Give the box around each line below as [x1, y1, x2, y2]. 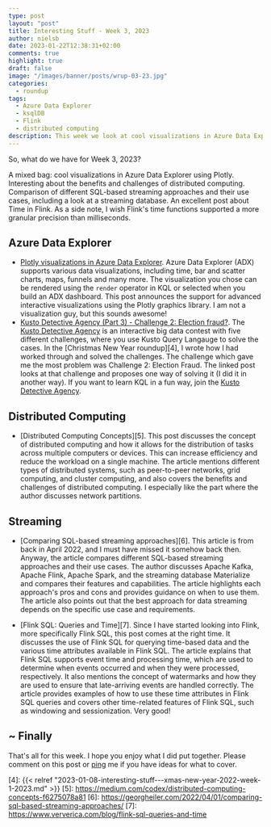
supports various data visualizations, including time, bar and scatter [19, 266, 246, 275]
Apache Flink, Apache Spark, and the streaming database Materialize [19, 570, 251, 580]
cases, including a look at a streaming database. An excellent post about [8, 195, 249, 205]
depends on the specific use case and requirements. [19, 605, 196, 615]
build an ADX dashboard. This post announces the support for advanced [19, 292, 261, 301]
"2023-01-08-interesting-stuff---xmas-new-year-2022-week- [54, 775, 261, 784]
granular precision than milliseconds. [8, 212, 131, 222]
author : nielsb [8, 34, 60, 43]
